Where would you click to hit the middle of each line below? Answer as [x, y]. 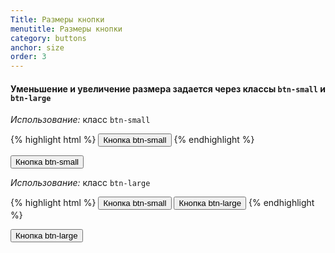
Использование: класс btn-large [80, 183]
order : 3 [28, 57]
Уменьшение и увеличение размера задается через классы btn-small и [168, 88]
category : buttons [48, 38]
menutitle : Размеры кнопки [66, 29]
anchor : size [37, 47]
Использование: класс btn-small [80, 120]
